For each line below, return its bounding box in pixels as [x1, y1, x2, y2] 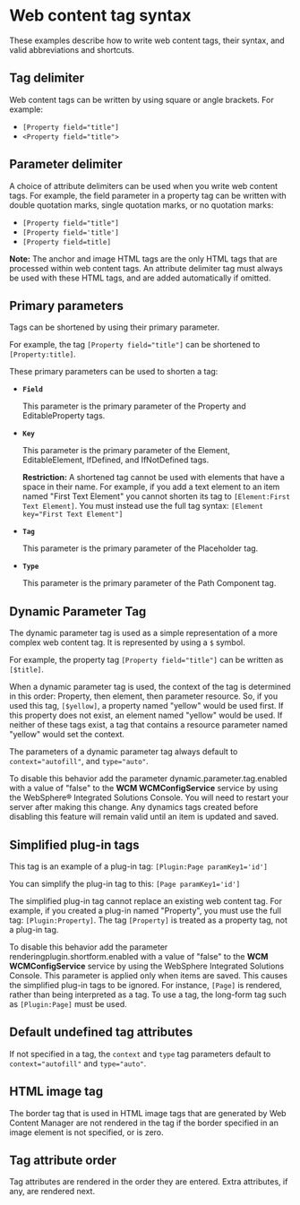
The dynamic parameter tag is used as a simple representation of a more [9, 628, 278, 639]
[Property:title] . [9, 349, 76, 359]
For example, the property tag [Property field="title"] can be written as [9, 655, 284, 666]
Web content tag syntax [9, 5, 192, 26]
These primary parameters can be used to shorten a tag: [9, 366, 219, 377]
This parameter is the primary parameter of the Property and [21, 400, 246, 412]
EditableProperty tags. [21, 410, 106, 421]
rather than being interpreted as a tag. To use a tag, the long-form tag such [9, 989, 287, 1000]
